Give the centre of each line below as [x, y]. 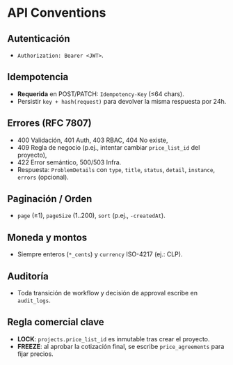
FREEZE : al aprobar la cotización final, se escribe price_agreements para [121, 346]
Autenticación [39, 39]
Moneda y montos [47, 237]
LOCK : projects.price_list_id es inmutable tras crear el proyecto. [113, 339]
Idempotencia [38, 77]
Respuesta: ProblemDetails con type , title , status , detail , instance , [116, 169]
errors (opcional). [43, 177]
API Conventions [57, 13]
